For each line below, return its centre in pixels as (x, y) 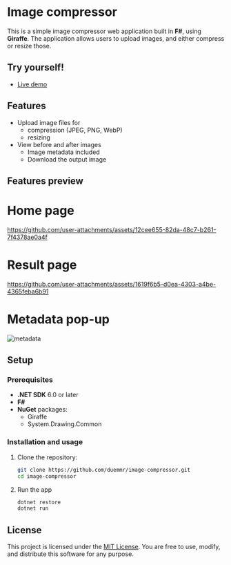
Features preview (46, 181)
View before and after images (59, 144)
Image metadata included (63, 152)
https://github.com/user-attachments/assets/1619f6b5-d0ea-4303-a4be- (112, 284)
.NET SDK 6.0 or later (48, 395)
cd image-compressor (47, 476)
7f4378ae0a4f (28, 237)
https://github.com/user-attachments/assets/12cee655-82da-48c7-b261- (112, 229)
